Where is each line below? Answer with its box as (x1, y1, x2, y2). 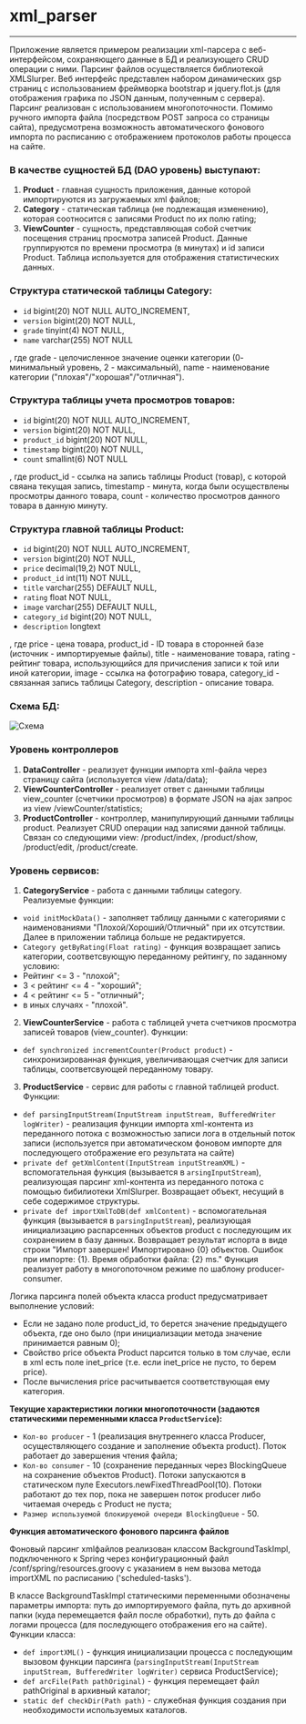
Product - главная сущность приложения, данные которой (22, 184, 251, 196)
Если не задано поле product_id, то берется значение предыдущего (22, 1318, 288, 1330)
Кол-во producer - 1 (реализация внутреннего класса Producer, (22, 1431, 266, 1442)
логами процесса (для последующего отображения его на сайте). (9, 1619, 268, 1630)
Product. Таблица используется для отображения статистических (22, 252, 280, 263)
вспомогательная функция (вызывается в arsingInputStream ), (22, 1167, 262, 1178)
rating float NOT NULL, (22, 592, 112, 603)
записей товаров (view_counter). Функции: (22, 1026, 189, 1038)
